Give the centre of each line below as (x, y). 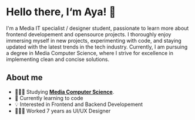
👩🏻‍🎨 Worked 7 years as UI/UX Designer (63, 111)
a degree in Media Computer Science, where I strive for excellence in (90, 53)
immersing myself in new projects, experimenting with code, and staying (94, 40)
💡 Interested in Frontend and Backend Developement (78, 104)
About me (24, 78)
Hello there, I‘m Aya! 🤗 (61, 12)
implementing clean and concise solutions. (58, 59)
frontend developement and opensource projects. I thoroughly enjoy (89, 34)
